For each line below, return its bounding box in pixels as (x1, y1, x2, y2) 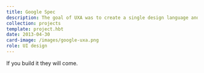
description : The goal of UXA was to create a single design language (6, 15, 189, 21)
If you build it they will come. (6, 59, 78, 67)
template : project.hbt (6, 26, 64, 32)
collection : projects (6, 20, 61, 26)
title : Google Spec (6, 9, 56, 15)
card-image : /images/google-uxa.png (6, 37, 99, 43)
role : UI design (6, 43, 47, 49)
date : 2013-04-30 (6, 32, 50, 38)
